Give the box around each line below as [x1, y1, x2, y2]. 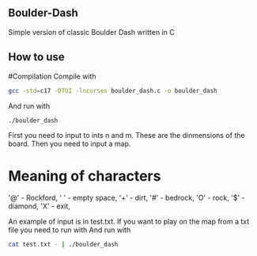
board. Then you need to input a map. [8, 139, 131, 149]
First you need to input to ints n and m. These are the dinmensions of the [8, 131, 245, 140]
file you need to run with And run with [8, 225, 131, 235]
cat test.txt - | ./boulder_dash [8, 241, 119, 249]
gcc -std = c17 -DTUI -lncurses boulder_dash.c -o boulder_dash [8, 86, 217, 94]
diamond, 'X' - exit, [8, 201, 71, 211]
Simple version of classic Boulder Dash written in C [8, 27, 176, 36]
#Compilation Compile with [8, 71, 96, 81]
